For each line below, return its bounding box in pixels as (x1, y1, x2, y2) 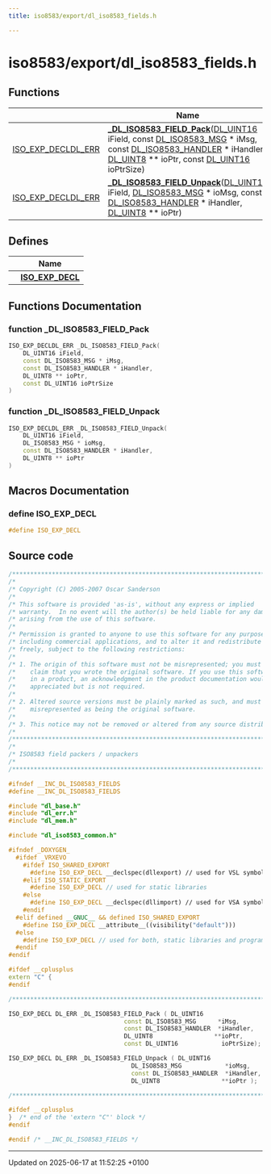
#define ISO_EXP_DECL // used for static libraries (29, 884, 207, 892)
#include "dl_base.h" (8, 802, 81, 810)
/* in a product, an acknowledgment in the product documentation (8, 675, 248, 683)
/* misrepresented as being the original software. (8, 705, 197, 713)
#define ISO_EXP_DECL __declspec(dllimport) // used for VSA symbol (29, 899, 265, 907)
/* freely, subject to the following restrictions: (8, 645, 186, 654)
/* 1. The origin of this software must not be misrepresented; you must (8, 660, 262, 668)
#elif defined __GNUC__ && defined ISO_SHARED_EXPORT (15, 913, 200, 921)
